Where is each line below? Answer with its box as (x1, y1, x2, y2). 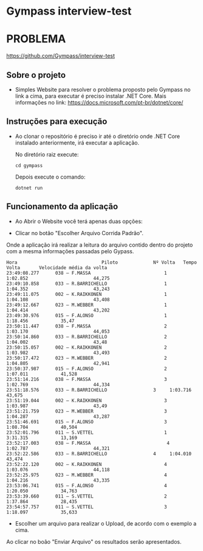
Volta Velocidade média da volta (6, 264, 108, 271)
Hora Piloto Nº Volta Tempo (6, 259, 198, 265)
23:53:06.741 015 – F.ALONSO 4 (6, 482, 167, 488)
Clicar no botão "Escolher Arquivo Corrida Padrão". (15, 229, 144, 236)
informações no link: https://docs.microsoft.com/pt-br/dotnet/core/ (15, 98, 184, 106)
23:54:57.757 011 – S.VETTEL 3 (6, 504, 167, 510)
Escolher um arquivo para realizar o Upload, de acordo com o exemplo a (15, 519, 197, 527)
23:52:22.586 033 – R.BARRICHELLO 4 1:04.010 (6, 451, 191, 457)
